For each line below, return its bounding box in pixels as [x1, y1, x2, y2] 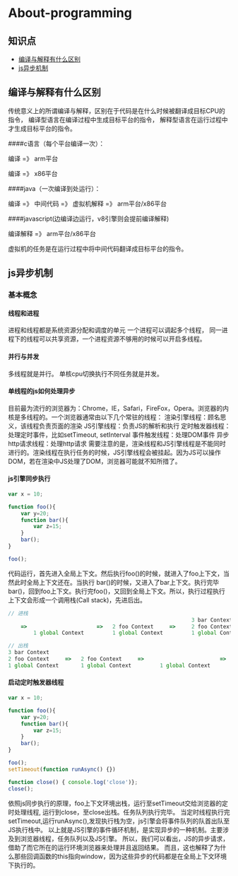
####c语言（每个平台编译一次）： [8, 139, 105, 148]
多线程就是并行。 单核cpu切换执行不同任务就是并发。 [8, 369, 163, 378]
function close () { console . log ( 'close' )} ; [8, 778, 138, 786]
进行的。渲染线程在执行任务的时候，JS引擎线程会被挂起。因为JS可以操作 [8, 448, 221, 457]
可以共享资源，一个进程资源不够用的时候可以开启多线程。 [38, 334, 206, 344]
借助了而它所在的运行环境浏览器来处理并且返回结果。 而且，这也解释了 [8, 843, 214, 851]
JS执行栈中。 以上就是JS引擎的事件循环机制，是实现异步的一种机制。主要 [8, 825, 223, 834]
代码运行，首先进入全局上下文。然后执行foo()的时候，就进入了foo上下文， [8, 569, 224, 578]
